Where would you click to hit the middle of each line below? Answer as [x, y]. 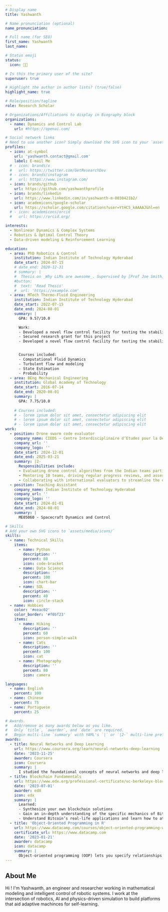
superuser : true [22, 78]
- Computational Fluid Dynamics [52, 359]
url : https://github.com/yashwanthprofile [59, 189]
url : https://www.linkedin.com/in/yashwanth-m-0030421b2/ [76, 198]
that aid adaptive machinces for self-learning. [52, 904]
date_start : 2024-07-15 [39, 263]
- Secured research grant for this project [64, 337]
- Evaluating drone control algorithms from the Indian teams [84, 471]
